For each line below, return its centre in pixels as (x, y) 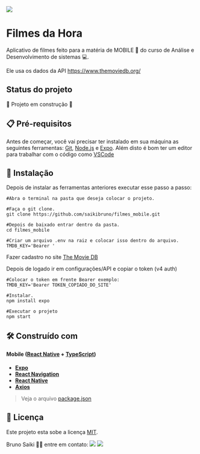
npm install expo (28, 301)
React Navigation (37, 374)
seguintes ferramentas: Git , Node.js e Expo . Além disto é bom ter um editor (99, 148)
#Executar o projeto (32, 312)
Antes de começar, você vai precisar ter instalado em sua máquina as (92, 141)
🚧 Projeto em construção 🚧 (39, 104)
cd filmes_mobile (28, 230)
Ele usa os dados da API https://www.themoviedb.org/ (73, 70)
